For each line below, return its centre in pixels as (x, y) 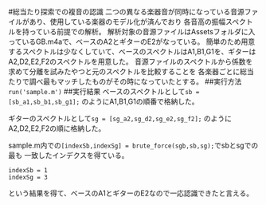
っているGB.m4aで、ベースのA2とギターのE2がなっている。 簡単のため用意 (132, 41)
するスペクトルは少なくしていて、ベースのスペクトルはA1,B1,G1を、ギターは (132, 51)
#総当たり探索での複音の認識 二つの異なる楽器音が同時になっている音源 (127, 12)
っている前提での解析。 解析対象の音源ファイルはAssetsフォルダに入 (142, 32)
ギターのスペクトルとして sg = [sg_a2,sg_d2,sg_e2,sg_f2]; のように (120, 118)
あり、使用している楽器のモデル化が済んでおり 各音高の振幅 (127, 22)
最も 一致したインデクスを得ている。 (68, 155)
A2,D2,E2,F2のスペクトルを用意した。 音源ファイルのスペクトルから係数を (131, 61)
